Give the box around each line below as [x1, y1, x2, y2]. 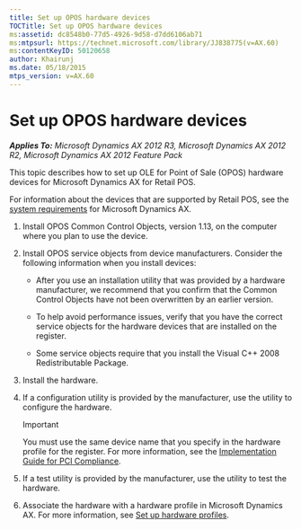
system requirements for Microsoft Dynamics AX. [9, 203, 191, 214]
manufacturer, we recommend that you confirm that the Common [35, 284, 278, 295]
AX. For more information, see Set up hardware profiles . [22, 509, 230, 520]
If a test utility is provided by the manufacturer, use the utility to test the [22, 472, 288, 483]
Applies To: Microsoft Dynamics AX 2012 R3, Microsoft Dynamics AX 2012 [9, 140, 287, 151]
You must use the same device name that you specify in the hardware [22, 436, 281, 447]
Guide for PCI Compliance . [22, 455, 121, 466]
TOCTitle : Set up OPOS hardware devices [9, 22, 164, 31]
